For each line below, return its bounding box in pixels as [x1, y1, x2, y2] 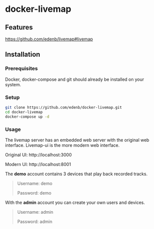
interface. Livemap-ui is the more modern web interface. [5, 142, 120, 148]
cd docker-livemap [5, 109, 43, 114]
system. [5, 81, 21, 87]
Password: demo [17, 190, 52, 196]
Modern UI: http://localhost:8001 [5, 161, 71, 167]
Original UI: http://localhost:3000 [5, 152, 72, 158]
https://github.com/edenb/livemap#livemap [5, 36, 93, 42]
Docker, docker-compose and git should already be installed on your [5, 76, 144, 82]
